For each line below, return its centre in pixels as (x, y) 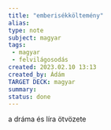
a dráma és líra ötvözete (47, 119)
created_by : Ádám (37, 75)
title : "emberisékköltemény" (56, 15)
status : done (30, 97)
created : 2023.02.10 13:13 (52, 67)
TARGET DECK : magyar (42, 82)
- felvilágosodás (40, 60)
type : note (26, 30)
